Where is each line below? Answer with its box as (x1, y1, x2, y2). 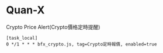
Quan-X (6, 3, 45, 17)
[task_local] (6, 35, 38, 41)
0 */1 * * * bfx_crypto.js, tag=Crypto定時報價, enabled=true (6, 41, 157, 47)
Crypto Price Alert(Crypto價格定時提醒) (6, 23, 100, 30)
